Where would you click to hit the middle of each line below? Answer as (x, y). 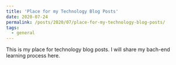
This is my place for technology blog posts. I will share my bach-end (88, 49)
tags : (13, 28)
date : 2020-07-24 (27, 17)
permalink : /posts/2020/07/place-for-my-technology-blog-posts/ (86, 22)
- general (23, 33)
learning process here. (33, 56)
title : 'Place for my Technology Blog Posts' (62, 11)
